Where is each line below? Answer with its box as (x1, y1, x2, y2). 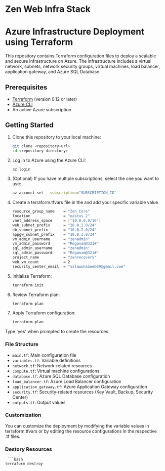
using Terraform (5, 37, 73, 48)
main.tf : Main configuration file (12, 352, 77, 358)
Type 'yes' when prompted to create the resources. (5, 329, 110, 335)
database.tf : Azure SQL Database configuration (12, 373, 110, 379)
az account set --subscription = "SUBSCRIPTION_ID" (12, 190, 117, 196)
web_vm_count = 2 (12, 259, 70, 264)
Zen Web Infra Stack (5, 3, 90, 15)
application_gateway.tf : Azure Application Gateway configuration (12, 384, 147, 389)
